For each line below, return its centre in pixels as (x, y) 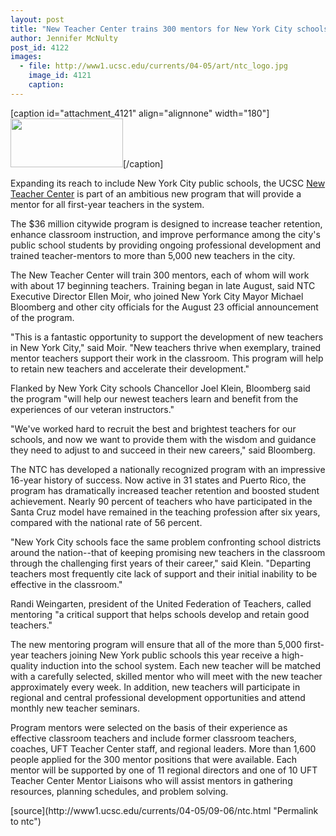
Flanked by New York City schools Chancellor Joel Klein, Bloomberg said (160, 388)
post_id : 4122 (40, 47)
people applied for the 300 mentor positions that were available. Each (154, 759)
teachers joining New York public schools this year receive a (155, 655)
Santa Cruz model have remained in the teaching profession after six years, (165, 512)
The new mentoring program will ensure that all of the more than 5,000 (156, 644)
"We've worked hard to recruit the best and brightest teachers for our (153, 428)
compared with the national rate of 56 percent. (106, 522)
